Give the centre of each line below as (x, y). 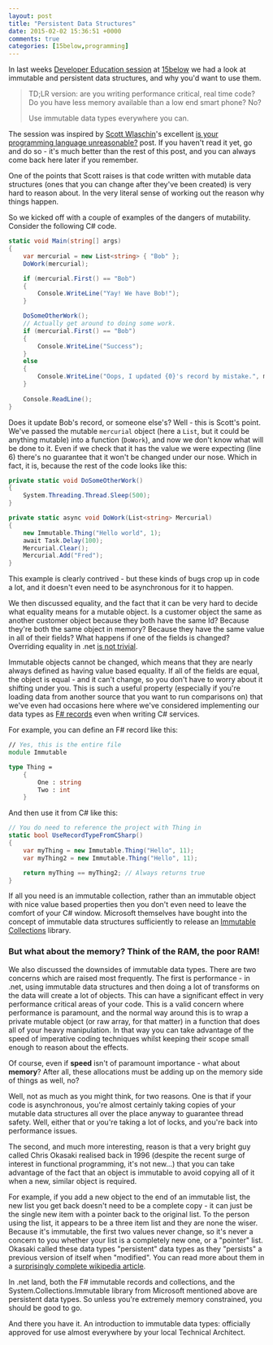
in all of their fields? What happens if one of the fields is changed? (119, 638)
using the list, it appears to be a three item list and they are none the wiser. (133, 1223)
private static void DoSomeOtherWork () (76, 480)
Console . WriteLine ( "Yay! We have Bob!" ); (109, 294)
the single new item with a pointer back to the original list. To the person (129, 1214)
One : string (60, 782)
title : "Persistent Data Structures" (72, 24)
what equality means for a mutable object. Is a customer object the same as (135, 612)
